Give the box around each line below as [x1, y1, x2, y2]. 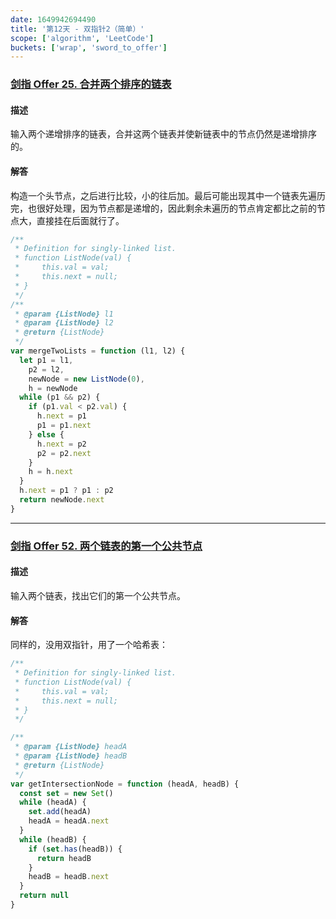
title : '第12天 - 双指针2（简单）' [10, 24, 145, 34]
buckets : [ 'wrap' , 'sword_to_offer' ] [10, 42, 168, 53]
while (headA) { [19, 797, 87, 808]
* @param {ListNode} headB [14, 751, 128, 761]
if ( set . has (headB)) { [28, 844, 123, 854]
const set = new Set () [19, 788, 114, 798]
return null [19, 891, 70, 901]
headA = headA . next [28, 816, 110, 826]
